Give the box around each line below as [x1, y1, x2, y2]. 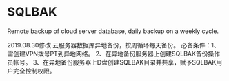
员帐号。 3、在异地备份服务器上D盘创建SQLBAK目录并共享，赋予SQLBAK [7, 58, 217, 66]
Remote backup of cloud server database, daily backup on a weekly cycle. [7, 27, 219, 35]
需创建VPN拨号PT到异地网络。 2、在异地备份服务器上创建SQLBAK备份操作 [7, 49, 221, 58]
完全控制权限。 [12, 67, 56, 75]
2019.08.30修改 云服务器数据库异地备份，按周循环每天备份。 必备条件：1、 [7, 40, 220, 49]
